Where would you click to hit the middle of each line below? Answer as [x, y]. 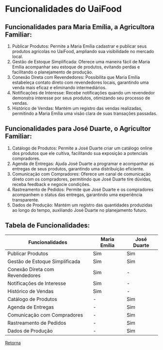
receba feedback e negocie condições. [51, 184]
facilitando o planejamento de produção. [52, 72]
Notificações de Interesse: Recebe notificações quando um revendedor [83, 93]
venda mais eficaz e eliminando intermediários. [59, 88]
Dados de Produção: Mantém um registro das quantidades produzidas [82, 205]
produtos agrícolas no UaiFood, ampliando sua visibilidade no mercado [83, 51]
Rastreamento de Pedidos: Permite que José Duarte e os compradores [83, 189]
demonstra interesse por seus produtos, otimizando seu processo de [81, 98]
